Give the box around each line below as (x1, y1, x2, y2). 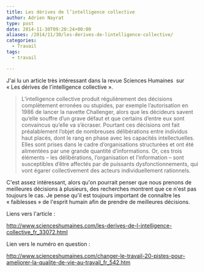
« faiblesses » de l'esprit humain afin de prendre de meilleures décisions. (6, 198, 191, 205)
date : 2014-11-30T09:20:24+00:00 (6, 26, 92, 32)
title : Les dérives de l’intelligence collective (6, 9, 136, 15)
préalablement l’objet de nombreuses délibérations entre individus (21, 127, 188, 135)
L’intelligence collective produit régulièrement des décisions (21, 95, 173, 102)
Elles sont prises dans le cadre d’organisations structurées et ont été (21, 140, 194, 148)
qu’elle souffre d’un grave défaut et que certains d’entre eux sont (21, 115, 185, 122)
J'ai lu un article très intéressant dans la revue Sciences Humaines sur (6, 77, 184, 84)
